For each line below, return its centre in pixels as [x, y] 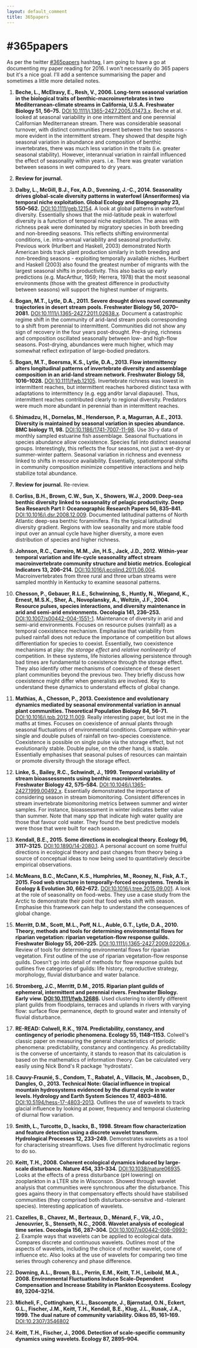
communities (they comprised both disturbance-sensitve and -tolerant [100, 1200]
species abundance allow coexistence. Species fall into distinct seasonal [103, 442]
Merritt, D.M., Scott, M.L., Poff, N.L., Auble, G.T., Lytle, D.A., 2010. [96, 925]
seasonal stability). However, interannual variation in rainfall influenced [101, 155]
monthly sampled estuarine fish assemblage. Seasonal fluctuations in [99, 436]
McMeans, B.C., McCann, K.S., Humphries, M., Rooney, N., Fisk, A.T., [101, 876]
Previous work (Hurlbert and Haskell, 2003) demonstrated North [93, 246]
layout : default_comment [37, 11]
